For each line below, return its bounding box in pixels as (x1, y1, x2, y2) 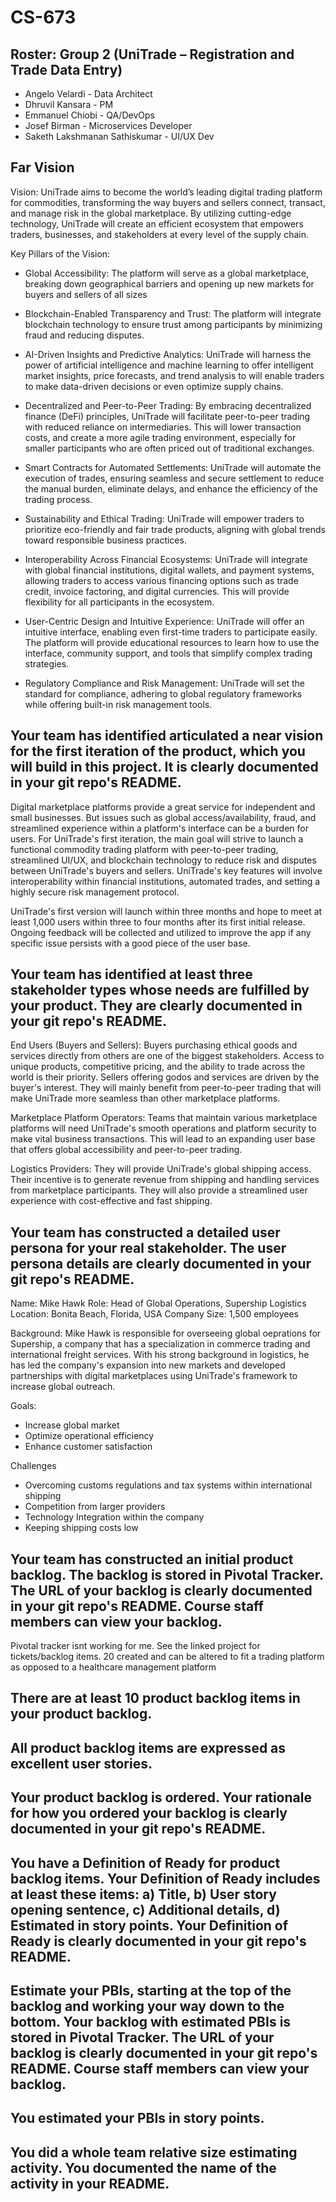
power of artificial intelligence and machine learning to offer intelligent (24, 359, 314, 371)
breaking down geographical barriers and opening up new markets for (24, 277, 315, 290)
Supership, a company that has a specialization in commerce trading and (10, 1338, 311, 1350)
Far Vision (10, 159, 75, 176)
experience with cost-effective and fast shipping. (10, 1195, 213, 1207)
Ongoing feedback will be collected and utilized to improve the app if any (10, 926, 312, 938)
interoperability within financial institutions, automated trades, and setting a (10, 875, 321, 887)
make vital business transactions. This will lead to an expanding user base (10, 1133, 316, 1145)
